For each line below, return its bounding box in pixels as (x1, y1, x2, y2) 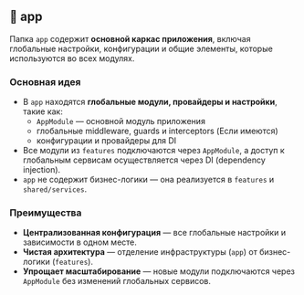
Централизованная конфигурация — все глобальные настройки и (22, 227, 286, 238)
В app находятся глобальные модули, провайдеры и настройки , (22, 97, 278, 108)
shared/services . (22, 184, 88, 195)
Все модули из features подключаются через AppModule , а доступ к (22, 145, 285, 156)
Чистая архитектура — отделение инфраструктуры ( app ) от (22, 247, 257, 258)
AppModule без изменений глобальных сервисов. (22, 276, 212, 287)
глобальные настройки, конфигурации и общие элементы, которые (9, 43, 274, 54)
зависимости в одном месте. (22, 237, 137, 248)
